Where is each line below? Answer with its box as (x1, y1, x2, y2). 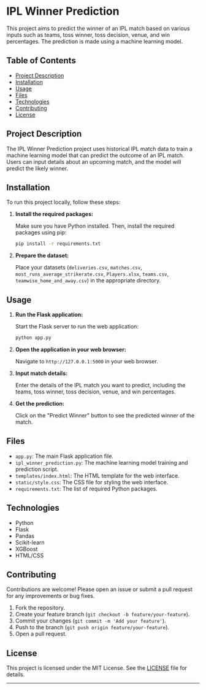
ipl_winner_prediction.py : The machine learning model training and (15, 459, 188, 466)
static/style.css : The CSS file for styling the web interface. (15, 478, 169, 486)
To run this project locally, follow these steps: (6, 198, 121, 206)
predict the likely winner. (6, 165, 69, 172)
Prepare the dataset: (15, 252, 69, 259)
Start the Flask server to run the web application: (15, 323, 139, 330)
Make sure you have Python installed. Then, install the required (15, 222, 175, 230)
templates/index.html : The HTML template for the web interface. (15, 471, 180, 479)
